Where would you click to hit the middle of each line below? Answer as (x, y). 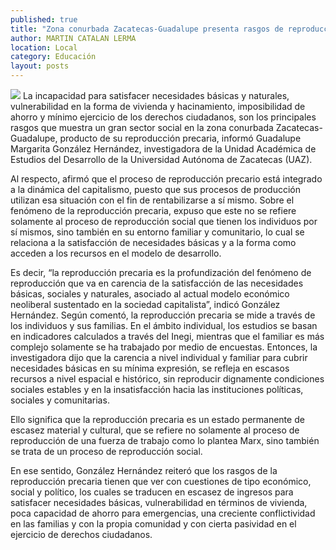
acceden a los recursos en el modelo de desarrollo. (116, 253)
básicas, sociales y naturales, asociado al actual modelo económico (150, 294)
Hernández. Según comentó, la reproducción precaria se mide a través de (163, 315)
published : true (44, 19)
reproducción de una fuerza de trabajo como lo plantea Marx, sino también (165, 440)
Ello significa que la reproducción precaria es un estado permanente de (157, 419)
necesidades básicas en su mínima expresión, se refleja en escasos (150, 368)
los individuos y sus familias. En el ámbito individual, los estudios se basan (164, 325)
